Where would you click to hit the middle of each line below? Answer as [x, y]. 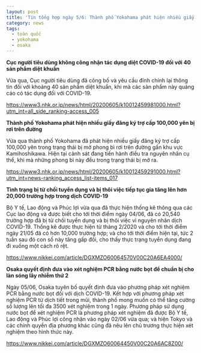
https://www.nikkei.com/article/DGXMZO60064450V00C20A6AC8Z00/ [95, 343]
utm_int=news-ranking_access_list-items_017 [62, 178]
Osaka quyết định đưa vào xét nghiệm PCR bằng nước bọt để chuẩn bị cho [100, 269]
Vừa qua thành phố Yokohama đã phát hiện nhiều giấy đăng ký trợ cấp [93, 140]
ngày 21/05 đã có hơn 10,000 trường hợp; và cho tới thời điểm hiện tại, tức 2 [100, 233]
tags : [13, 29]
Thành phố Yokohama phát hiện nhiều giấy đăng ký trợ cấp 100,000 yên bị [100, 122]
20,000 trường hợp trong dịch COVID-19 [57, 196]
